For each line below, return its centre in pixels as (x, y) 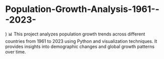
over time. (16, 51)
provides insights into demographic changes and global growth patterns (80, 46)
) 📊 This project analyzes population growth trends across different (75, 34)
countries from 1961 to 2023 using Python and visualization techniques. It (81, 41)
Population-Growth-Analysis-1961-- (82, 9)
